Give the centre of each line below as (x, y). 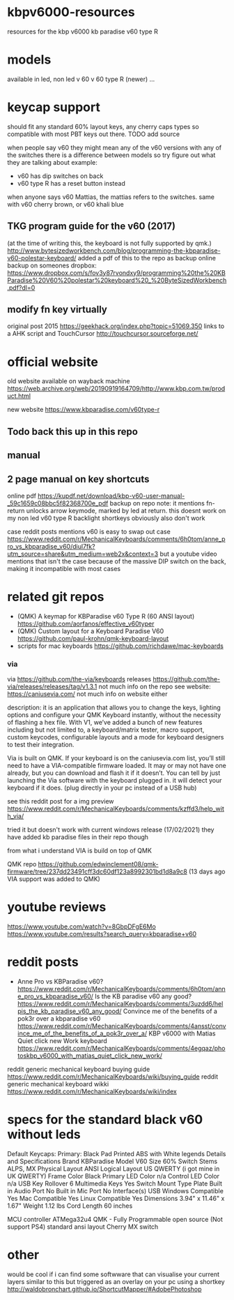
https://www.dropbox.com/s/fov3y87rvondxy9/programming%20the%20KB (117, 272)
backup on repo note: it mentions (157, 503)
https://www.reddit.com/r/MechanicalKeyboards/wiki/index (92, 1092)
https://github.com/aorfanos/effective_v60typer (86, 623)
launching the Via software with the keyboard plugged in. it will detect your (115, 781)
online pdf (22, 496)
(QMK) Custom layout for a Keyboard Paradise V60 (91, 631)
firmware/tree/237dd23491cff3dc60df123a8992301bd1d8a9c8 (97, 872)
